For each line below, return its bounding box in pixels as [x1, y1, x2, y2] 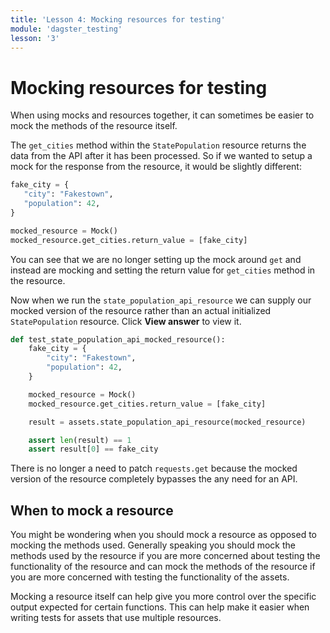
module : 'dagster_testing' [10, 24, 123, 34]
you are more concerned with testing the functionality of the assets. [10, 571, 290, 583]
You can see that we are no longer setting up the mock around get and [10, 253, 302, 265]
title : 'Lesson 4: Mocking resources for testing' [10, 14, 226, 25]
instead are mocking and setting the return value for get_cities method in [10, 264, 316, 276]
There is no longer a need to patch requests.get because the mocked [10, 462, 298, 475]
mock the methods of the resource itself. [10, 120, 178, 132]
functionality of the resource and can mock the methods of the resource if [10, 561, 316, 573]
